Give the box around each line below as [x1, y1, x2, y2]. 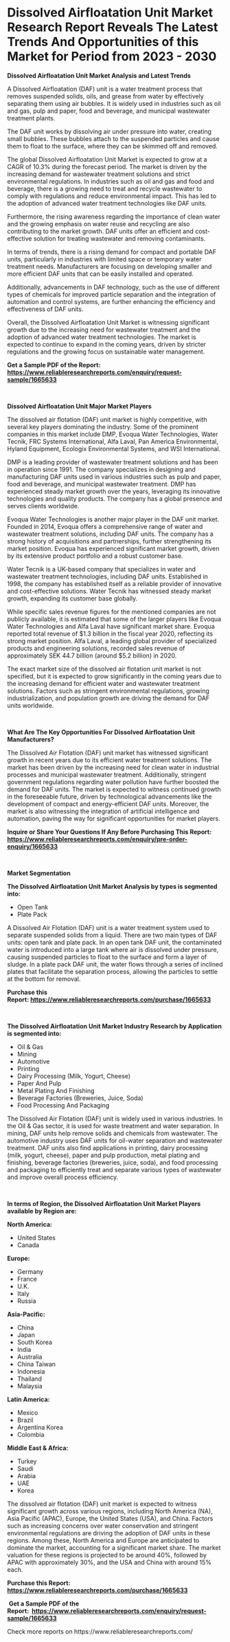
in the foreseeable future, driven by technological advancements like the [7, 792, 212, 801]
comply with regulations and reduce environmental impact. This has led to [7, 191, 217, 200]
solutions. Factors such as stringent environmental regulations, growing [7, 687, 209, 695]
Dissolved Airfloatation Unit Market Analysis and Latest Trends [7, 71, 191, 80]
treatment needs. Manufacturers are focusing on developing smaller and [7, 262, 212, 270]
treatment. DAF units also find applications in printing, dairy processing [7, 1143, 208, 1152]
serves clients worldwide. [7, 501, 80, 510]
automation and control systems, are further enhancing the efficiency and [7, 297, 216, 305]
